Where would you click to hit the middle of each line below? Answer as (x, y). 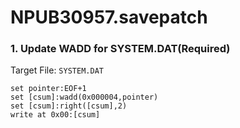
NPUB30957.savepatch (109, 17)
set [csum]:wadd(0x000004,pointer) (84, 97)
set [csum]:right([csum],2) (69, 106)
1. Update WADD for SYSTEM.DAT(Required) (120, 49)
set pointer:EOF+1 (48, 89)
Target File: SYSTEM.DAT (57, 70)
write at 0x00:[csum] (55, 115)
